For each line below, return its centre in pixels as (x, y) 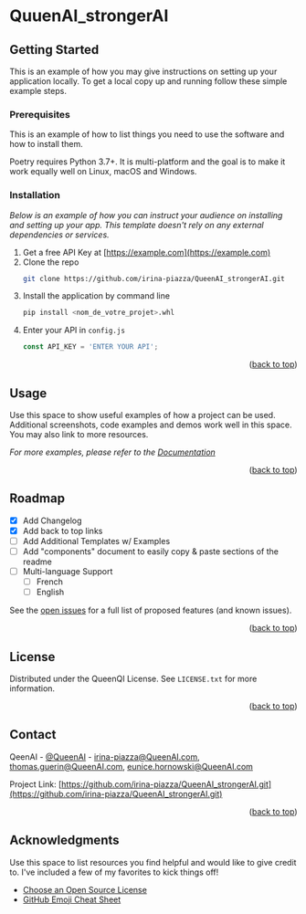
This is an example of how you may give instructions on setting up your (143, 71)
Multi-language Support (68, 572)
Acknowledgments (65, 840)
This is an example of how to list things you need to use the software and (147, 134)
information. (32, 688)
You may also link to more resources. (79, 435)
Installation (35, 195)
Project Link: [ (36, 784)
